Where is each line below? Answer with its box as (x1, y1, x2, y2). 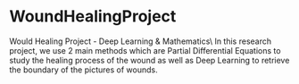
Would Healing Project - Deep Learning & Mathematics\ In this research (9, 36, 272, 46)
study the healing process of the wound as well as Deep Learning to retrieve (9, 55, 290, 65)
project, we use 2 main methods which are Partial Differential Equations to (9, 45, 281, 55)
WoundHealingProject (9, 6, 177, 27)
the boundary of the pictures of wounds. (9, 64, 158, 75)
